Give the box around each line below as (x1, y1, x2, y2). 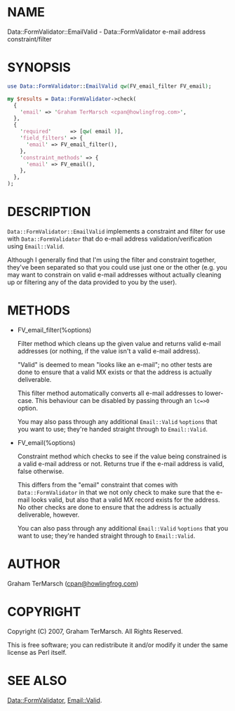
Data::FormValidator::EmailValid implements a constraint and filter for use (7, 227, 226, 235)
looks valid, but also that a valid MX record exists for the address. (31, 496, 220, 504)
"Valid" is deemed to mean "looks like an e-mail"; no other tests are (17, 360, 213, 368)
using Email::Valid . (7, 241, 65, 250)
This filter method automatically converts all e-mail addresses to (17, 389, 203, 397)
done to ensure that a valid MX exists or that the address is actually (17, 368, 213, 376)
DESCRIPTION (7, 204, 91, 220)
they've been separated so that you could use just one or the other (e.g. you (7, 263, 227, 271)
